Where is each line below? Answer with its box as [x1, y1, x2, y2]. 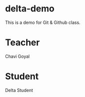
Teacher [5, 37, 40, 48]
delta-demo [5, 3, 55, 14]
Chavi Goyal [5, 53, 30, 59]
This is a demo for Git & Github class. [5, 19, 81, 25]
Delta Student [5, 87, 33, 93]
